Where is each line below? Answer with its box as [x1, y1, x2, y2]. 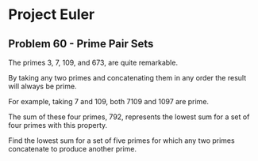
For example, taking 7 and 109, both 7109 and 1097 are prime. [8, 97, 209, 106]
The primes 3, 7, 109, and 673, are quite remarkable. [8, 58, 179, 67]
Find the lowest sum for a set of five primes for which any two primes [8, 136, 236, 145]
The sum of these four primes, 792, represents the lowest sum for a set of [8, 112, 250, 122]
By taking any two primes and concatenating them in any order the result [8, 73, 247, 82]
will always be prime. [8, 81, 77, 91]
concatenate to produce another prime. [8, 144, 137, 153]
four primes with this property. [8, 121, 108, 129]
